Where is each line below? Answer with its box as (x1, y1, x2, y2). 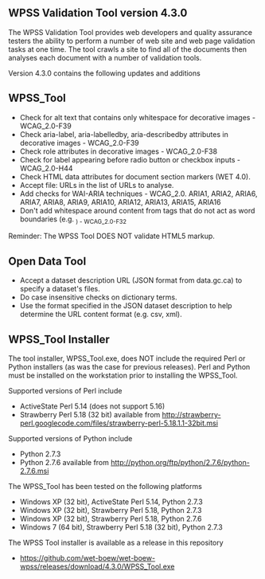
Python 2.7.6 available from (19, 458, 110, 468)
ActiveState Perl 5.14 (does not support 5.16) (19, 401, 166, 411)
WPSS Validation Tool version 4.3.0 (8, 6, 188, 20)
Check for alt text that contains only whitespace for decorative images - (19, 112, 256, 122)
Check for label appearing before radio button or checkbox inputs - (19, 155, 241, 164)
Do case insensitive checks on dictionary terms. (19, 292, 177, 302)
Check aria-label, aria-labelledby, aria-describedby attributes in (19, 129, 228, 139)
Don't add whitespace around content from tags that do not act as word (19, 205, 255, 215)
